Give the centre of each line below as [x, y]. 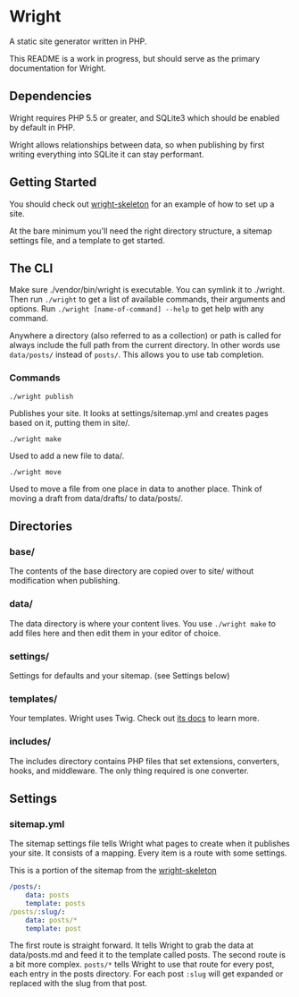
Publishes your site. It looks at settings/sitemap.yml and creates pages [139, 413]
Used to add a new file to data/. [67, 456]
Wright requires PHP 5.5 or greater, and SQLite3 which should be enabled [145, 117]
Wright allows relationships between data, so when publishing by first [137, 144]
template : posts [56, 903]
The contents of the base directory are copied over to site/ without [132, 571]
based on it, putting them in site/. [70, 422]
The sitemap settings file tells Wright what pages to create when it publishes [149, 844]
